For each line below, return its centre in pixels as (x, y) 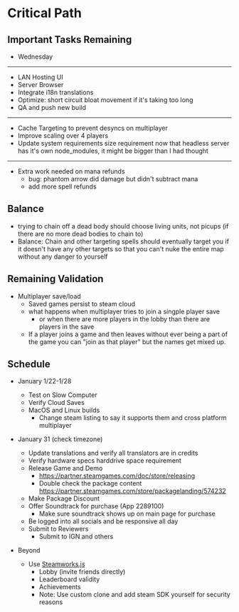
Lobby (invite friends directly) (82, 572)
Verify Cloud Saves (57, 403)
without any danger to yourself (63, 256)
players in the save (67, 326)
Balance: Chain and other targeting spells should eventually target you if (123, 241)
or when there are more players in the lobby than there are (124, 318)
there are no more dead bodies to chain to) (80, 234)
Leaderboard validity (69, 579)
